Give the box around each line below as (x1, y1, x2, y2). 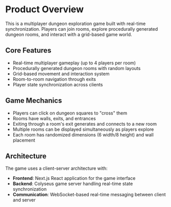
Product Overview (5, 4, 84, 15)
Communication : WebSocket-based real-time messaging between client (12, 192, 166, 198)
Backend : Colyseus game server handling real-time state (12, 180, 133, 187)
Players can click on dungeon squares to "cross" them (12, 110, 128, 116)
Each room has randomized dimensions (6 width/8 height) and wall (12, 131, 154, 137)
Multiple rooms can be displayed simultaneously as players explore (12, 126, 154, 132)
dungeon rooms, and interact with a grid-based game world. (5, 31, 132, 37)
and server (12, 197, 36, 203)
